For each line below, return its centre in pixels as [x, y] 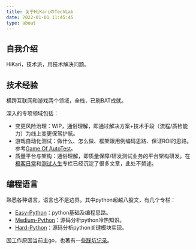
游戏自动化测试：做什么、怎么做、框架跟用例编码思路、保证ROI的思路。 [103, 141]
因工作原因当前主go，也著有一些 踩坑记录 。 [59, 240]
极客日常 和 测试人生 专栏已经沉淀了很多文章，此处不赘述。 [86, 163]
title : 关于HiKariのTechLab [40, 12]
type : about [21, 23]
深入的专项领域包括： [32, 113]
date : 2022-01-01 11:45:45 [40, 17]
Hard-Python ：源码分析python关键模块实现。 [71, 227]
